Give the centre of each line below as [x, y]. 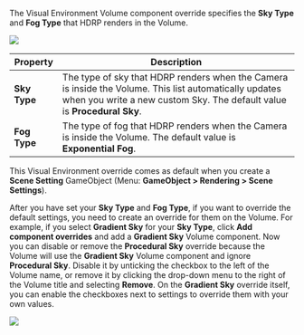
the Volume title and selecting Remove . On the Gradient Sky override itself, [150, 285]
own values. [32, 304]
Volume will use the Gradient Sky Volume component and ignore [130, 256]
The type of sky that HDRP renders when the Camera [175, 77]
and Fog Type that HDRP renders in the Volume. [99, 23]
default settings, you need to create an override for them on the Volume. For [151, 217]
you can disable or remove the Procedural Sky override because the [137, 246]
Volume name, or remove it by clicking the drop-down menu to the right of [148, 275]
